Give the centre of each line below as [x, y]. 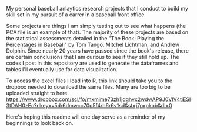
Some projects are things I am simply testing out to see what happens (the [96, 26]
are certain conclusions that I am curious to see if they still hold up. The [93, 57]
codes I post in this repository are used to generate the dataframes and [92, 63]
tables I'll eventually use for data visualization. [62, 69]
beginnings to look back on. [40, 123]
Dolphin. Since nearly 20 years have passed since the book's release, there [98, 51]
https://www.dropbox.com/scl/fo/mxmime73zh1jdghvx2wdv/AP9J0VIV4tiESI [98, 99]
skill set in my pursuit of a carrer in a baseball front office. [76, 15]
